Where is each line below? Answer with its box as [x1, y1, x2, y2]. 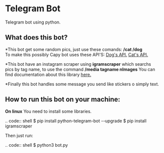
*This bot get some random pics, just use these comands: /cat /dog [5, 46, 143, 52]
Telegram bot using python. [5, 19, 61, 25]
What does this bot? [5, 33, 68, 42]
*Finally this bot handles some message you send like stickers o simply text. [5, 81, 159, 87]
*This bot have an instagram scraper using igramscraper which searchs [5, 61, 151, 67]
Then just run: [5, 132, 33, 138]
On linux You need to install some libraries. [5, 108, 92, 114]
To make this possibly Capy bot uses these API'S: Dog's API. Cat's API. [5, 51, 148, 57]
